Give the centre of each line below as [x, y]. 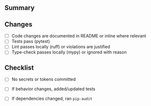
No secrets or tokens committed [44, 79]
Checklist [19, 68]
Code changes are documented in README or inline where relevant [79, 36]
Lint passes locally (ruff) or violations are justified [61, 47]
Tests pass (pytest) [31, 41]
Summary [20, 8]
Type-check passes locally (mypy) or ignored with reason [69, 52]
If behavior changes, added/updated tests [53, 89]
